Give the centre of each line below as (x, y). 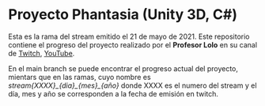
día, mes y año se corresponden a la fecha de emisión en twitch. (114, 93)
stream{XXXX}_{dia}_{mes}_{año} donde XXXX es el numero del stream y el (132, 85)
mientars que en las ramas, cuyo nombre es (80, 77)
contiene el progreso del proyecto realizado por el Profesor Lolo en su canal (133, 44)
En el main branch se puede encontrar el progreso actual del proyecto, (123, 68)
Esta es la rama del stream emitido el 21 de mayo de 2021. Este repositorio (129, 36)
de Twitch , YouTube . (42, 53)
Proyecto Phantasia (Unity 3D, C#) (123, 15)
